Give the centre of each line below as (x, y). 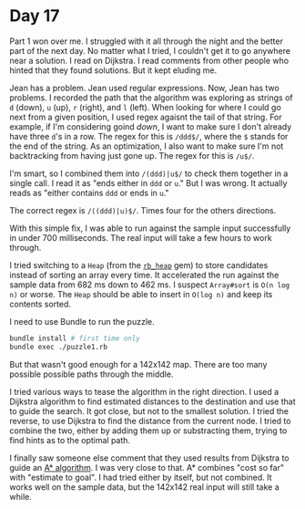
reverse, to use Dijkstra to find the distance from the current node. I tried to (150, 421)
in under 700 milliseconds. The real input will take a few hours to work (141, 237)
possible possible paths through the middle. (91, 374)
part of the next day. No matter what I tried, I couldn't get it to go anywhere (150, 50)
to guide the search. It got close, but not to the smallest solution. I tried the (149, 410)
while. (20, 496)
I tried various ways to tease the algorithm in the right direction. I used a (144, 391)
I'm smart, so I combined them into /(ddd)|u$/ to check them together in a (149, 173)
